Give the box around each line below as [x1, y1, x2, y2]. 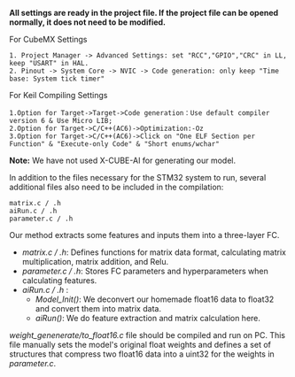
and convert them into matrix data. [35, 304, 162, 313]
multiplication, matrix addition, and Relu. [21, 257, 169, 266]
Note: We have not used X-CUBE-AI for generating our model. [9, 155, 237, 165]
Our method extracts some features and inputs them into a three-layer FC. [9, 230, 280, 240]
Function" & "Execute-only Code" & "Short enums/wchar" [9, 140, 220, 149]
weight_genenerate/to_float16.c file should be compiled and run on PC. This [9, 330, 286, 340]
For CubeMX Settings [9, 35, 88, 44]
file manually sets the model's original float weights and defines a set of [9, 340, 272, 350]
